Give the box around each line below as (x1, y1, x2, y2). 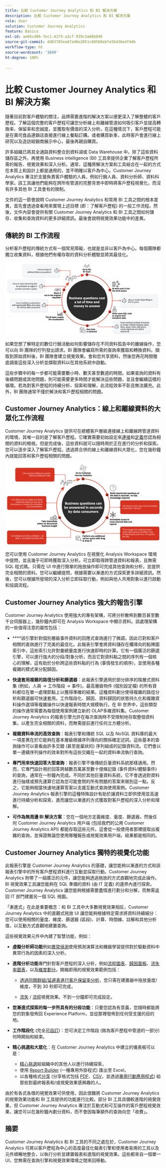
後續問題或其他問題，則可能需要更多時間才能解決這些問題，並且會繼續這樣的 (5, 376, 161, 382)
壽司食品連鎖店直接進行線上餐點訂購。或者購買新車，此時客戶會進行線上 (13, 132, 161, 138)
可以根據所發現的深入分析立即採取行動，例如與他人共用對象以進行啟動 (18, 576, 161, 582)
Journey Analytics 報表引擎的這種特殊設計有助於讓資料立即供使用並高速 (12, 791, 159, 797)
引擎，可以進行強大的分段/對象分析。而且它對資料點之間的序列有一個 (12, 654, 153, 660)
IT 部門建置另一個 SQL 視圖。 (10, 894, 71, 900)
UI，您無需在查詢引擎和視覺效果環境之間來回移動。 (5, 1157, 110, 1163)
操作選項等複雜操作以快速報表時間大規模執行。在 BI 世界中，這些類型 (16, 702, 158, 708)
